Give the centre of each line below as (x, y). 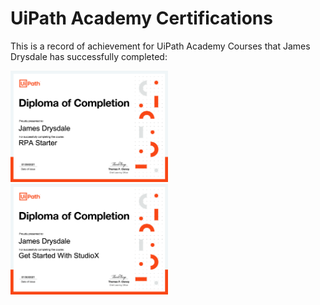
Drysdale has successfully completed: (89, 56)
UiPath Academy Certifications (141, 18)
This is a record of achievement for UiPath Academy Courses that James (160, 46)
